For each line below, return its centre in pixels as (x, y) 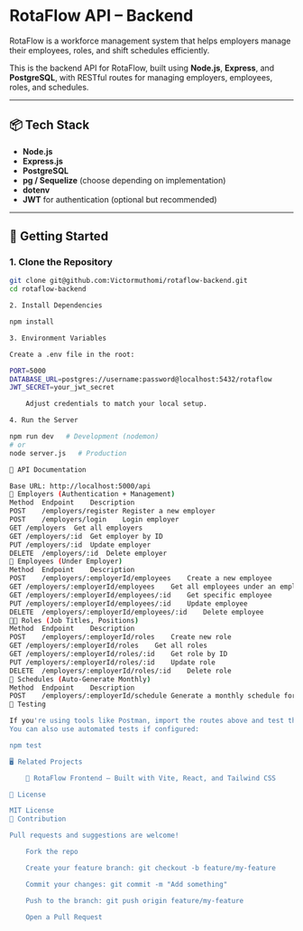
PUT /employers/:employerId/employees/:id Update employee (129, 603)
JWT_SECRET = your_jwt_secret (62, 388)
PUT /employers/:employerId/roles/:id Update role (113, 662)
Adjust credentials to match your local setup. (116, 404)
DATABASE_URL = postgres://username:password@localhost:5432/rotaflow (141, 379)
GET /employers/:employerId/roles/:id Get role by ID (119, 654)
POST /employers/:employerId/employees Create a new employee (141, 578)
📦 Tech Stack (50, 125)
